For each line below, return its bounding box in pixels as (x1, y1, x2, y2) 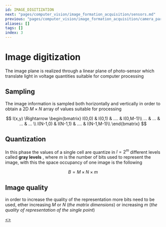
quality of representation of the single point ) (5, 207, 95, 213)
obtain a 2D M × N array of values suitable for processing (5, 106, 122, 112)
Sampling (5, 88, 36, 96)
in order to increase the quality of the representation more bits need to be (5, 196, 155, 203)
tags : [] (5, 26, 23, 31)
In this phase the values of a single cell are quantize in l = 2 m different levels (5, 148, 161, 155)
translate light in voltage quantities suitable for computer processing (5, 73, 144, 79)
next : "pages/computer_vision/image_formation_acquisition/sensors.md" (5, 12, 156, 17)
